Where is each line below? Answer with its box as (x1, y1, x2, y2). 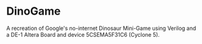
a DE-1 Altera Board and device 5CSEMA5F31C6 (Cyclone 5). (6, 31, 160, 38)
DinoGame (6, 4, 61, 18)
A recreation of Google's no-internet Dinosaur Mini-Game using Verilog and (6, 24, 197, 32)
